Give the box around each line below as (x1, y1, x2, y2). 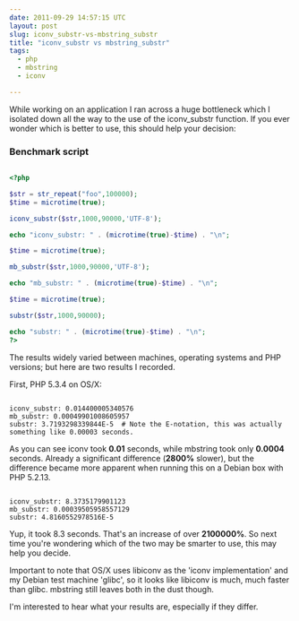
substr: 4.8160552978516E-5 (9, 513, 115, 522)
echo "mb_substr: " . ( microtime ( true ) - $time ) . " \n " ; (9, 279, 218, 288)
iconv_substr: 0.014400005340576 (9, 404, 134, 413)
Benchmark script (9, 145, 90, 158)
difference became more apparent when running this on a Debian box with (9, 462, 284, 473)
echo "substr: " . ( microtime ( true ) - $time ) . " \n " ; (9, 327, 206, 336)
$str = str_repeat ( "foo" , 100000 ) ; (9, 189, 139, 198)
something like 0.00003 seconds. (9, 427, 134, 436)
